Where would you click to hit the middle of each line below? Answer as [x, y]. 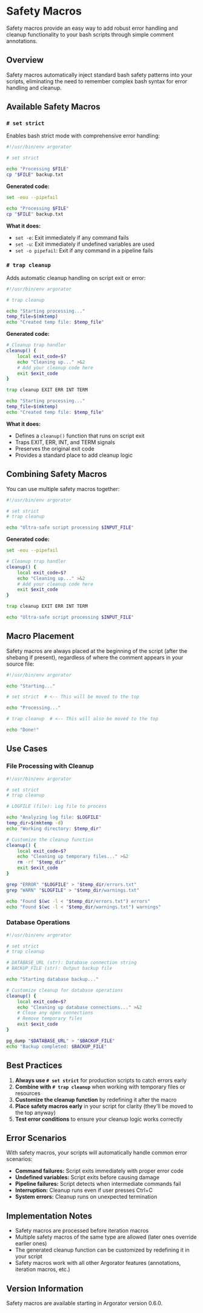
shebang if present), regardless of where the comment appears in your [95, 657]
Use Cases [27, 749]
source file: [20, 664]
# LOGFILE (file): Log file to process [57, 806]
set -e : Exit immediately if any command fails [72, 237]
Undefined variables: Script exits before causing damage [87, 1177]
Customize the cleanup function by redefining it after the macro [96, 1099]
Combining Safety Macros [57, 474]
